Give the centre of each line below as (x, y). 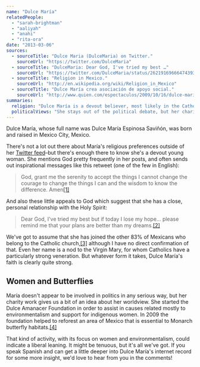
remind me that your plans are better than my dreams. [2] (90, 226)
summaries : (20, 100)
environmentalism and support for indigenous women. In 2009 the (87, 314)
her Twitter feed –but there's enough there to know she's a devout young (95, 153)
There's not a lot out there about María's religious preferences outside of (95, 146)
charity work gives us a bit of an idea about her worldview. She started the (97, 302)
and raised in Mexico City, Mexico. (49, 135)
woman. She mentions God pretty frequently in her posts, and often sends (97, 159)
